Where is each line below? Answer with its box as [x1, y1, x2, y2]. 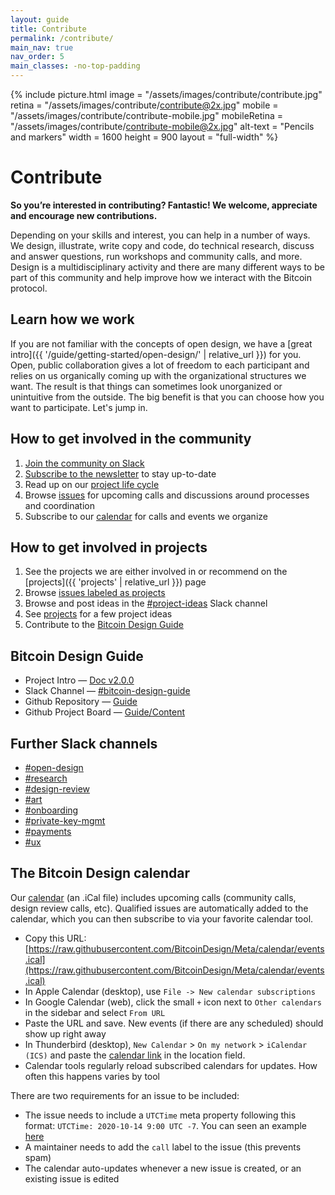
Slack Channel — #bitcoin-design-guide [24, 685, 191, 697]
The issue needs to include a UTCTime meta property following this [24, 1109, 297, 1121]
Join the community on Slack [24, 457, 145, 469]
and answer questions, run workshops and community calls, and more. [10, 250, 303, 262]
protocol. [10, 282, 48, 294]
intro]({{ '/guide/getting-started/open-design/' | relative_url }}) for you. [10, 348, 302, 360]
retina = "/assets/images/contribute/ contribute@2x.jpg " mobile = [10, 99, 279, 111]
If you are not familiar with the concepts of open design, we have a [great [10, 337, 313, 350]
